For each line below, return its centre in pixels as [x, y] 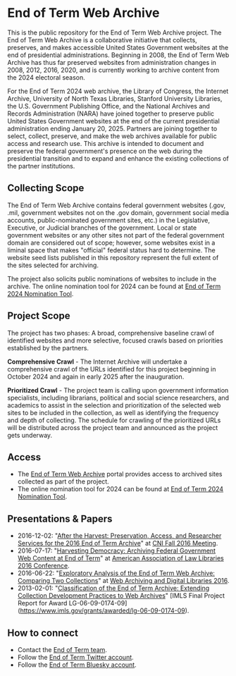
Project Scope [39, 316]
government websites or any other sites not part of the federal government [116, 235]
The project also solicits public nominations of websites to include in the [112, 278]
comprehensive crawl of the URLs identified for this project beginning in [112, 369]
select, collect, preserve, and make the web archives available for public [112, 136]
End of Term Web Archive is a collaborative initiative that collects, [102, 39]
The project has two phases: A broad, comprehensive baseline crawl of [111, 333]
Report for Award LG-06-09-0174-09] [72, 603]
